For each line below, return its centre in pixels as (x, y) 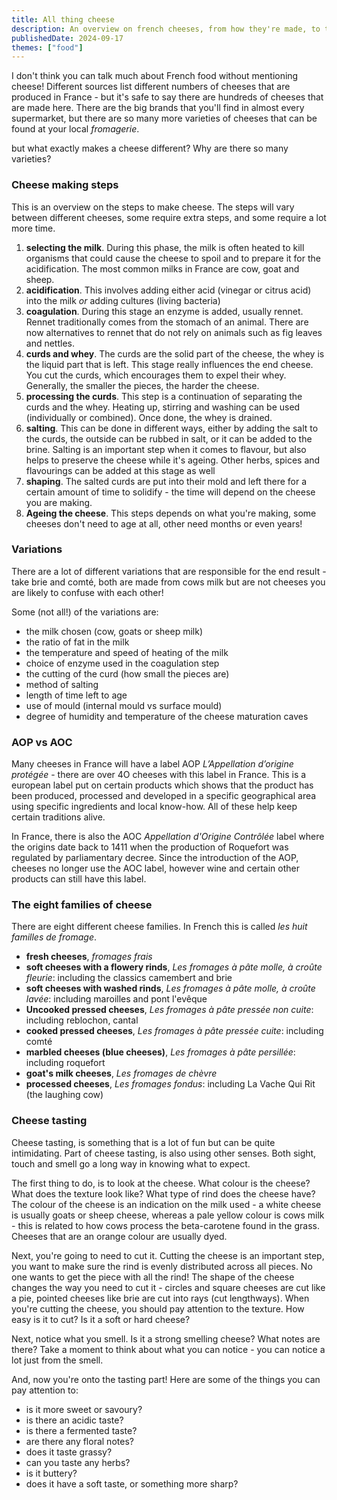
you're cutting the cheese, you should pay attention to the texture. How (158, 1308)
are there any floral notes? (79, 1441)
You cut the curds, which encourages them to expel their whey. (156, 375)
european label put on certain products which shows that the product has (162, 785)
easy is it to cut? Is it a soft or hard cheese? (101, 1319)
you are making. (59, 502)
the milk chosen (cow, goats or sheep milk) (114, 631)
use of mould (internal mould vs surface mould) (124, 705)
